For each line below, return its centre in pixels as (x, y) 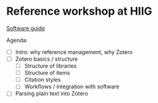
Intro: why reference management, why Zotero (74, 52)
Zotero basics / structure (47, 59)
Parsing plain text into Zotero (52, 94)
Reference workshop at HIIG (79, 11)
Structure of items (47, 73)
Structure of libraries (51, 66)
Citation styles (43, 80)
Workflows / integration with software (72, 86)
